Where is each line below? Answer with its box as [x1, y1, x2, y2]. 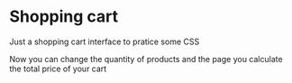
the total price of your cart [9, 63, 107, 74]
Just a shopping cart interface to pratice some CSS [9, 36, 200, 47]
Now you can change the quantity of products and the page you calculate [9, 53, 283, 64]
